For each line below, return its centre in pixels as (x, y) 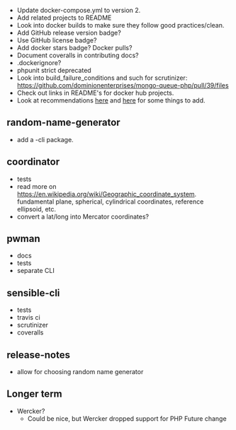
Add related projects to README (64, 18)
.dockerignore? (39, 63)
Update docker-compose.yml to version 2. (79, 10)
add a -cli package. (45, 139)
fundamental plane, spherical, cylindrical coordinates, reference (110, 202)
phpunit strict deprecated (54, 70)
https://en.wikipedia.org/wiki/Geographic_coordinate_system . (107, 194)
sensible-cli (33, 293)
